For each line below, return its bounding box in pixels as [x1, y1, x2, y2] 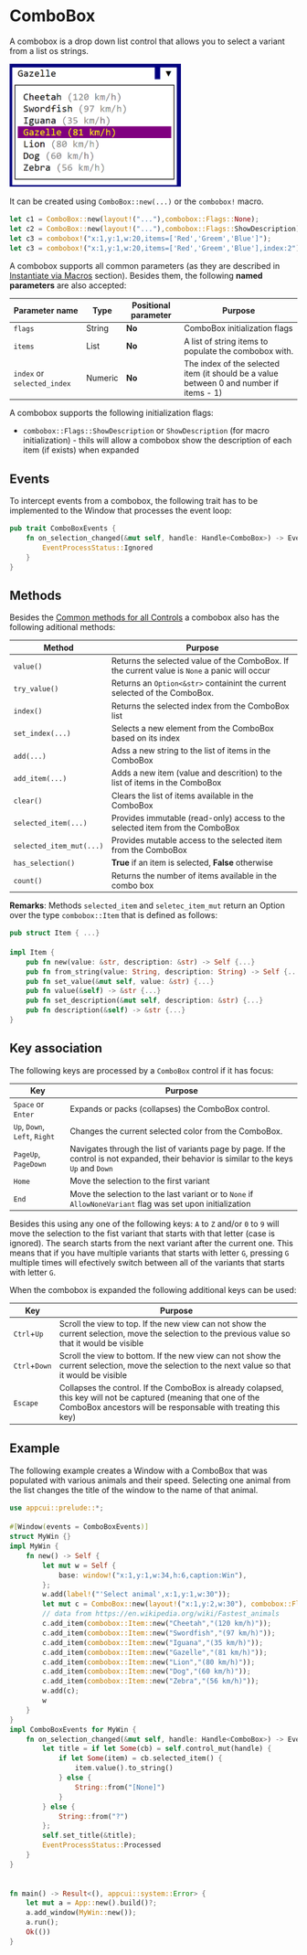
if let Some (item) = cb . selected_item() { [58, 1754, 223, 1763]
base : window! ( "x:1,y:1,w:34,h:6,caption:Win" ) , [58, 1570, 248, 1580]
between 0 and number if [184, 377, 279, 389]
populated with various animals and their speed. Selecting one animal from [9, 1474, 291, 1486]
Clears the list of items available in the [111, 790, 254, 801]
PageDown [13, 1159, 48, 1169]
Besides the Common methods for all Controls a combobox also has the [9, 612, 281, 623]
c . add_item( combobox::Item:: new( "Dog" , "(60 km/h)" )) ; [42, 1667, 251, 1676]
